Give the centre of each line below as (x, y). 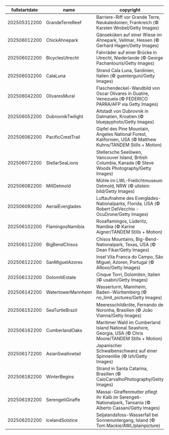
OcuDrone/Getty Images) (122, 214)
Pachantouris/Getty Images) (125, 63)
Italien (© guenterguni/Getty (125, 76)
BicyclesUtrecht (62, 58)
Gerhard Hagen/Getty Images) (128, 45)
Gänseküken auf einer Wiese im (129, 35)
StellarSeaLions (62, 162)
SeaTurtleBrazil (62, 310)
